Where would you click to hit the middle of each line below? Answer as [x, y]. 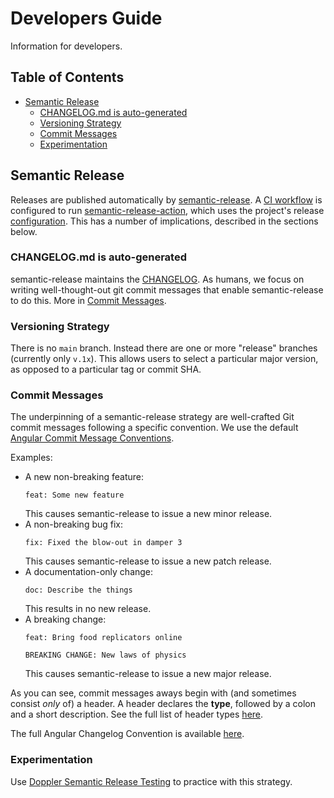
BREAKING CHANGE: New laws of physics [105, 655]
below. [24, 231]
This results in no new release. [88, 609]
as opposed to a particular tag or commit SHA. [106, 369]
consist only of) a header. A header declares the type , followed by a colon [163, 704]
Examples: [31, 458]
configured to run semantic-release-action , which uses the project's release [167, 210]
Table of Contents [67, 77]
